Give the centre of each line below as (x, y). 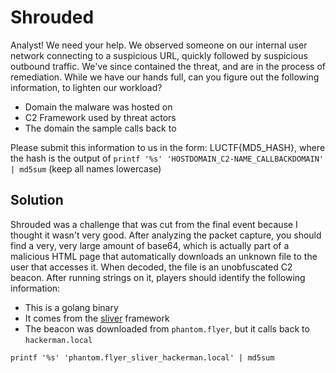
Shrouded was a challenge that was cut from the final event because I (154, 224)
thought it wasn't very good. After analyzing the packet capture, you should (166, 235)
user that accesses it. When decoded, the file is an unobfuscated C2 (151, 267)
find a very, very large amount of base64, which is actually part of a (150, 245)
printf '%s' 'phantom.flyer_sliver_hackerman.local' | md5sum (142, 357)
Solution (37, 200)
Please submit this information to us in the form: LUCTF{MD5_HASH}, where (168, 147)
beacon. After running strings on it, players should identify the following (158, 277)
